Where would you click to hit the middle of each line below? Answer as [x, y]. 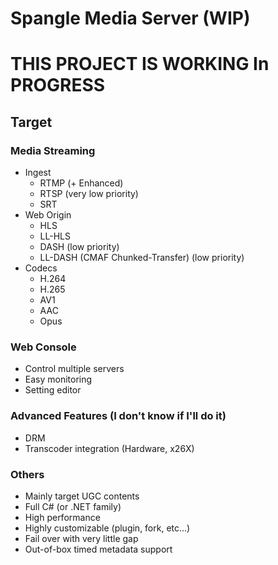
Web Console [43, 347]
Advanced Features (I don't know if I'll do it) [118, 416]
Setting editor [53, 390]
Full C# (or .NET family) [73, 506]
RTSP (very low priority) [89, 194]
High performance [62, 517]
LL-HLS [55, 236]
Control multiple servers [74, 369]
